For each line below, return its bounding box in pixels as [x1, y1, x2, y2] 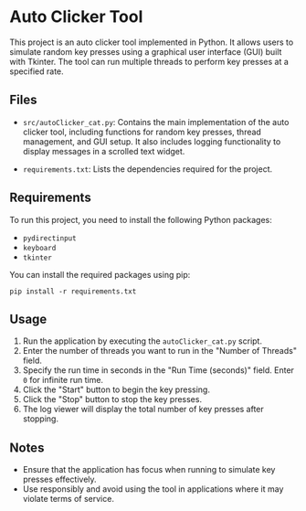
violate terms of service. [22, 494, 114, 505]
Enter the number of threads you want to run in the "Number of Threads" [22, 346, 297, 357]
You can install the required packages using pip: [9, 269, 191, 280]
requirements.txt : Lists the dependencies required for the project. [22, 163, 273, 175]
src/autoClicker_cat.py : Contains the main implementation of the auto [22, 116, 290, 127]
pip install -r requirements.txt [9, 286, 137, 296]
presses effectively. [22, 474, 98, 485]
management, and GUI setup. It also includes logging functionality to [22, 135, 281, 147]
